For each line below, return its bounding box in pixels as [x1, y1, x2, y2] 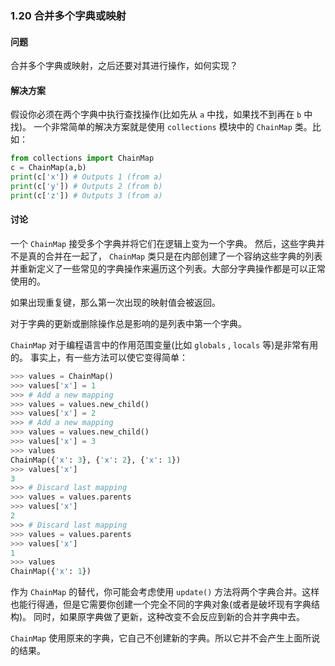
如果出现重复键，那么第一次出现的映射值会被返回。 [10, 296, 221, 308]
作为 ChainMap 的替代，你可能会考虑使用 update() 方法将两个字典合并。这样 [10, 586, 320, 598]
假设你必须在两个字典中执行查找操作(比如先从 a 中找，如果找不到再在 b [10, 108, 302, 121]
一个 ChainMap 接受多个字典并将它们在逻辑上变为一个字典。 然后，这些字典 [10, 237, 317, 249]
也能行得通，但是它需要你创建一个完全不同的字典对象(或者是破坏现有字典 [10, 598, 312, 611]
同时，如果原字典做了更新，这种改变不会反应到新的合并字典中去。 [33, 611, 306, 623]
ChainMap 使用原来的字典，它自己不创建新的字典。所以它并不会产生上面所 [10, 632, 312, 644]
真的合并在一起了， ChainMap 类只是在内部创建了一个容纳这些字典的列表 [27, 250, 323, 262]
